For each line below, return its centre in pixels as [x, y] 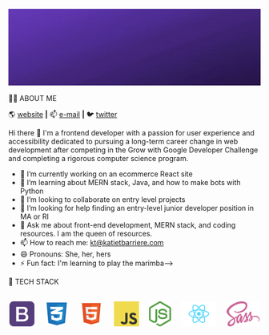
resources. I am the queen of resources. [86, 233]
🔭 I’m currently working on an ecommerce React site [106, 174]
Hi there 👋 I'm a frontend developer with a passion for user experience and [131, 132]
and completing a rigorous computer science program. [98, 158]
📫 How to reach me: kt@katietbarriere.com [92, 242]
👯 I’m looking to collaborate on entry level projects [102, 199]
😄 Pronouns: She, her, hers [65, 254]
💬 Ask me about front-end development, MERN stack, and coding [128, 224]
